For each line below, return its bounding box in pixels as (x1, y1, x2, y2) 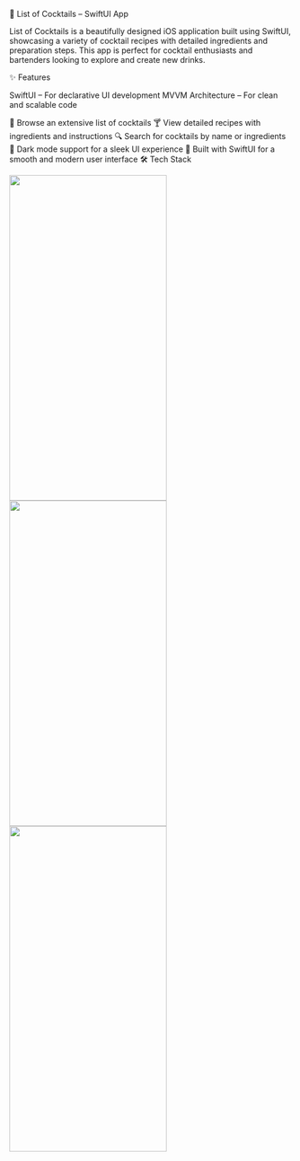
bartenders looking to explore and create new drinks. (9, 55, 206, 65)
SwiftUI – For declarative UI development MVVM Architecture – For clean (9, 90, 278, 101)
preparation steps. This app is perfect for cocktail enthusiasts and (9, 45, 253, 56)
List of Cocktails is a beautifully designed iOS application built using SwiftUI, (9, 26, 292, 36)
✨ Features (9, 72, 51, 83)
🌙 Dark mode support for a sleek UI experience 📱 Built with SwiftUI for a (9, 144, 276, 154)
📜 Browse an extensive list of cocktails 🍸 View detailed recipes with (9, 118, 261, 128)
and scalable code (9, 100, 78, 110)
